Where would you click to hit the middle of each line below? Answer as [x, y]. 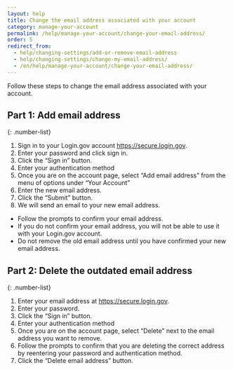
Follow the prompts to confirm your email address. [90, 219]
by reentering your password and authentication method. [100, 353]
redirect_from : [29, 46]
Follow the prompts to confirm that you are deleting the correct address [121, 346]
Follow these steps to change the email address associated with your [107, 85]
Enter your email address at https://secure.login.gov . [93, 301]
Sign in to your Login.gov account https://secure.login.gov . [102, 146]
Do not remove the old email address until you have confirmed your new [122, 241]
